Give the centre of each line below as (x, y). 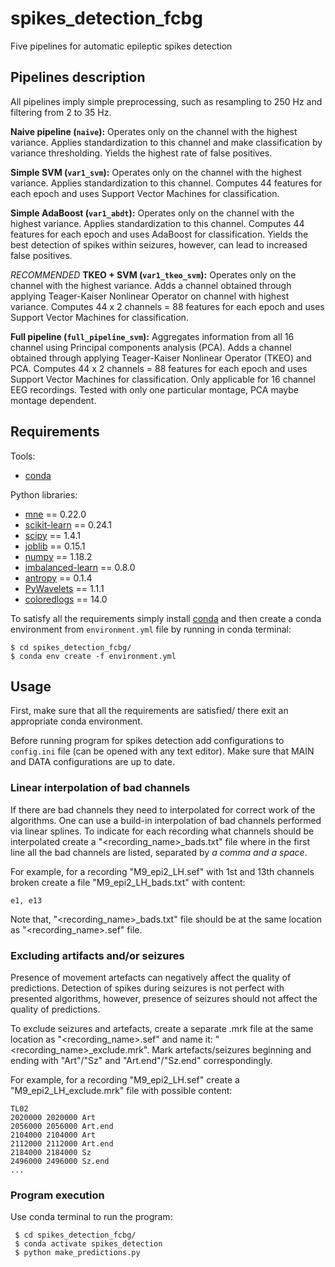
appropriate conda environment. (76, 721)
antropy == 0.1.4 (58, 578)
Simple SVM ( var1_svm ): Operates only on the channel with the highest (156, 172)
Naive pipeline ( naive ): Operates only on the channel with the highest (154, 131)
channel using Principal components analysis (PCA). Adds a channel (151, 347)
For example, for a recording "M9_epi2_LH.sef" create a (125, 1079)
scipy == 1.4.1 (52, 535)
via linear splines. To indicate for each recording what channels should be (162, 831)
